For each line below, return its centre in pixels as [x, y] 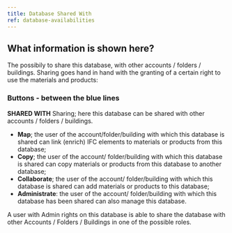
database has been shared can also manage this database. [102, 201]
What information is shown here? [81, 48]
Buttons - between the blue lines [63, 98]
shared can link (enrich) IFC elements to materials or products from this [120, 142]
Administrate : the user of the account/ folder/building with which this [117, 193]
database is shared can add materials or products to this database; [113, 186]
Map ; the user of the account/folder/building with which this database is [121, 134]
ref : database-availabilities [51, 20]
